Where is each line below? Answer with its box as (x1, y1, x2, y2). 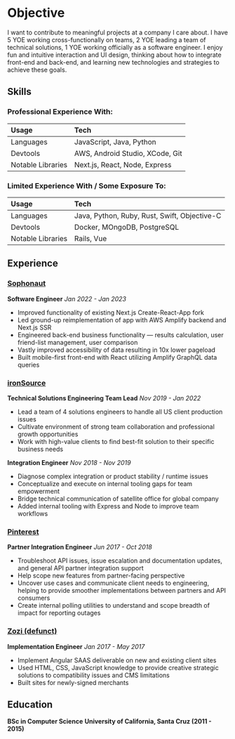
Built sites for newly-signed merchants (17, 678, 129, 686)
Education (7, 698, 53, 710)
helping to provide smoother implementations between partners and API (17, 587, 227, 595)
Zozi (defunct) (7, 627, 58, 636)
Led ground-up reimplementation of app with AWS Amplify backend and (17, 315, 227, 324)
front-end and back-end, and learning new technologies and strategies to (7, 58, 220, 66)
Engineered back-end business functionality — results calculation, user (17, 330, 224, 339)
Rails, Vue (74, 233, 107, 243)
